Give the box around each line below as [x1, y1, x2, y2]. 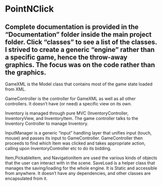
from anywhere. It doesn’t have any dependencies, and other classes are [5, 170, 151, 176]
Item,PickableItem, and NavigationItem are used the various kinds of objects [5, 155, 158, 161]
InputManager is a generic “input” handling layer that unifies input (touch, [5, 130, 152, 135]
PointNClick [5, 3, 54, 15]
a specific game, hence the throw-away [5, 53, 128, 61]
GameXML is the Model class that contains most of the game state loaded [5, 81, 153, 87]
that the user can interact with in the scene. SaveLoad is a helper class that [5, 160, 155, 166]
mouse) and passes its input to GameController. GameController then [5, 135, 143, 141]
